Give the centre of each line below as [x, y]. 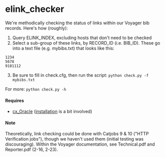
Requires [15, 101]
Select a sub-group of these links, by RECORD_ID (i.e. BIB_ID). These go [86, 43]
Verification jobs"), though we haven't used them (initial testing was [75, 139]
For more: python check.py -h [36, 89]
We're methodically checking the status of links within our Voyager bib [78, 23]
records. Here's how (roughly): [37, 28]
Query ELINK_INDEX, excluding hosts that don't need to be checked [82, 38]
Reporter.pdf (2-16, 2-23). [32, 150]
